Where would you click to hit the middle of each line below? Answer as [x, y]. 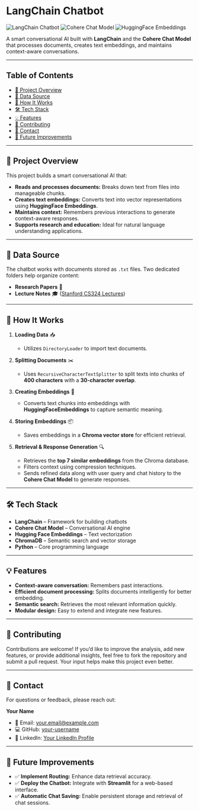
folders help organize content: [43, 275]
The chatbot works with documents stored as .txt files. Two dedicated [93, 269]
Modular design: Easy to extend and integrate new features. [89, 610]
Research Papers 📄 [39, 287]
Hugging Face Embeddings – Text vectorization [73, 534]
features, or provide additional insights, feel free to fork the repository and [97, 655]
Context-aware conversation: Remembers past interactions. [89, 585]
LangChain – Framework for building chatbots [71, 522]
